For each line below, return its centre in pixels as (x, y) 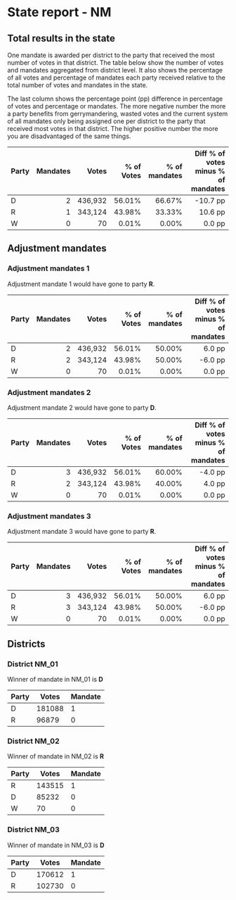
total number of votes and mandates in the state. (78, 85)
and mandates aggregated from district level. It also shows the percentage (115, 70)
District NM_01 (33, 664)
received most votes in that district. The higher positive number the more (113, 129)
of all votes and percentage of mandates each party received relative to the (117, 77)
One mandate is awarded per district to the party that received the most (111, 55)
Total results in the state (61, 38)
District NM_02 (33, 741)
